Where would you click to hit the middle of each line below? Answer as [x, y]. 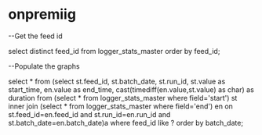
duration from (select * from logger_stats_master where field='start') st [123, 98]
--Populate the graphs [44, 66]
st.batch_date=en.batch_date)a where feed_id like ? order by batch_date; [126, 123]
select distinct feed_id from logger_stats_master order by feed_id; [114, 51]
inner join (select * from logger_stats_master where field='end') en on [121, 106]
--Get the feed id [35, 36]
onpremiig [42, 14]
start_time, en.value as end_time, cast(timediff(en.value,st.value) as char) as [131, 89]
